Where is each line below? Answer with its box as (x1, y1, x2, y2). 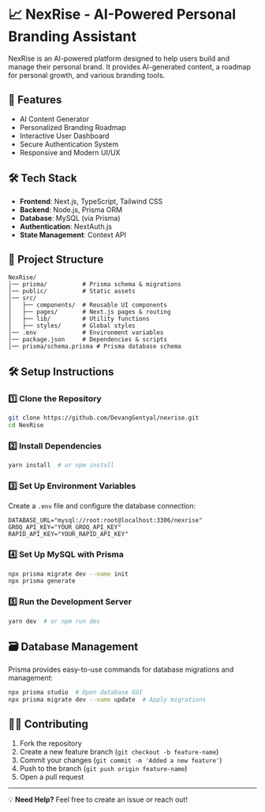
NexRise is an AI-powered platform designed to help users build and (8, 54, 230, 63)
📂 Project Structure (8, 252, 104, 266)
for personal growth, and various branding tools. (8, 70, 166, 80)
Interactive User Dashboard (19, 131, 110, 140)
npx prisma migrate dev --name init (8, 570, 129, 578)
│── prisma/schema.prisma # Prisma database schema (8, 343, 181, 351)
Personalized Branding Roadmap (19, 122, 126, 132)
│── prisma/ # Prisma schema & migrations (8, 281, 181, 289)
